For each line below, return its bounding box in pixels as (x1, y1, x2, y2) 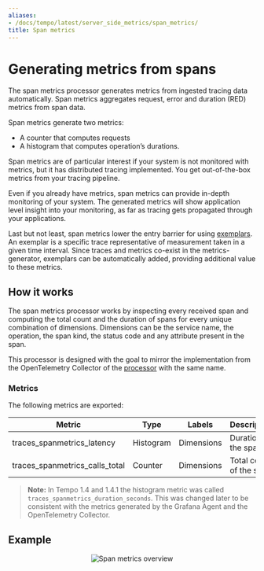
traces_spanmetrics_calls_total (12, 460, 126, 471)
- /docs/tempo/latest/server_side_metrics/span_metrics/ (8, 19, 199, 27)
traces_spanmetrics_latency (12, 437, 115, 448)
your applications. (8, 214, 67, 223)
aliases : (8, 11, 37, 20)
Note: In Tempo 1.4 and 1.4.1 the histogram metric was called (27, 485, 225, 495)
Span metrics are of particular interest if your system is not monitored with (8, 157, 249, 166)
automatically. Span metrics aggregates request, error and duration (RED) (8, 94, 247, 104)
